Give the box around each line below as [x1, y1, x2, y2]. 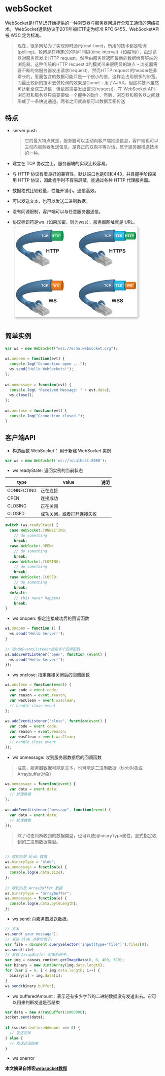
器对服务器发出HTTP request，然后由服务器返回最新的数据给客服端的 [17, 55, 158, 61]
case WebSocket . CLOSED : [9, 575, 58, 580]
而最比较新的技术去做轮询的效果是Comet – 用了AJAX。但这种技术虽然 [17, 79, 159, 85]
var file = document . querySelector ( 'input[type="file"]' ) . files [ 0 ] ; [5, 942, 149, 947]
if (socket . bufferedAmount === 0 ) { [5, 1025, 80, 1031]
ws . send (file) [5, 947, 34, 952]
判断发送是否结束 [25, 999, 60, 1005]
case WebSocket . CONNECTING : [9, 528, 67, 533]
